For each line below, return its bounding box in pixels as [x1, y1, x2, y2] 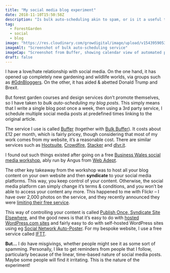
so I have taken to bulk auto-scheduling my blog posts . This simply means [5, 100, 160, 106]
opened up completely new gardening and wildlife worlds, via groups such [5, 74, 161, 80]
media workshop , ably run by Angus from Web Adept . [5, 157, 117, 163]
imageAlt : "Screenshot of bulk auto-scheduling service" [5, 45, 128, 50]
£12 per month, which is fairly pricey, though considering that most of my [5, 131, 158, 138]
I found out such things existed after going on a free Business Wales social [5, 152, 161, 158]
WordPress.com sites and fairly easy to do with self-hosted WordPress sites [5, 220, 163, 226]
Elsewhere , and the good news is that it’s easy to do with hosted [5, 215, 139, 221]
